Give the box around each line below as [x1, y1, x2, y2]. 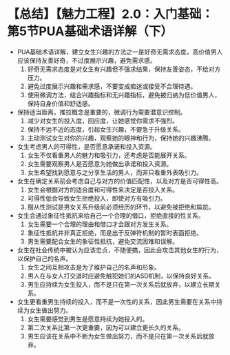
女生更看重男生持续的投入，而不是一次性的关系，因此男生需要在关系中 [17, 297, 217, 305]
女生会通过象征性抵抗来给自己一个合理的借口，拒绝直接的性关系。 [17, 211, 205, 219]
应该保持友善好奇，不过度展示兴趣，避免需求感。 [17, 56, 156, 64]
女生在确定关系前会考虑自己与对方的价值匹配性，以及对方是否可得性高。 [17, 176, 222, 185]
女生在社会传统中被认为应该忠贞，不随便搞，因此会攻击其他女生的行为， [17, 245, 222, 254]
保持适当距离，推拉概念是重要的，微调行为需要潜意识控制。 [17, 108, 187, 116]
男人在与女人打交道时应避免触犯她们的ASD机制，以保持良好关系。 [27, 272, 216, 280]
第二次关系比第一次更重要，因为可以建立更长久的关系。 [27, 323, 185, 332]
